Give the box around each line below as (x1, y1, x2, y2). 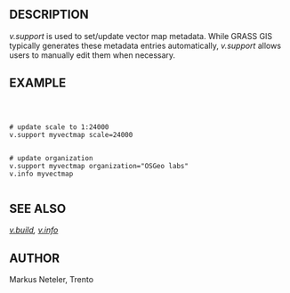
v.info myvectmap (9, 169, 74, 178)
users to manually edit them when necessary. (9, 49, 176, 61)
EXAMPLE (9, 76, 67, 91)
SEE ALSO (9, 201, 67, 216)
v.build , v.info (9, 224, 59, 235)
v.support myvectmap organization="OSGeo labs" (9, 161, 189, 170)
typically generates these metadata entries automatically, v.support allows (9, 40, 282, 51)
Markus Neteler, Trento (9, 274, 94, 285)
